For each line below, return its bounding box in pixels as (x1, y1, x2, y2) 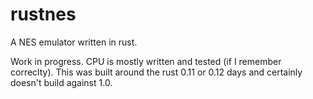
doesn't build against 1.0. (10, 76, 113, 88)
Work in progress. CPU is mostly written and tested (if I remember (10, 55, 282, 67)
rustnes (10, 3, 77, 26)
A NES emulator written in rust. (10, 36, 138, 48)
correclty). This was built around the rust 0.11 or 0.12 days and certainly (10, 66, 303, 78)
